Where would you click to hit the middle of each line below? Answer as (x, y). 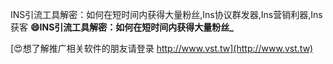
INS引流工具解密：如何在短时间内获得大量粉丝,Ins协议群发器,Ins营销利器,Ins (166, 14)
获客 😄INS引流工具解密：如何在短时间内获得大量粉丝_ (122, 27)
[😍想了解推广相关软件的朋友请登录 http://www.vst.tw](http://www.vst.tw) (162, 48)
